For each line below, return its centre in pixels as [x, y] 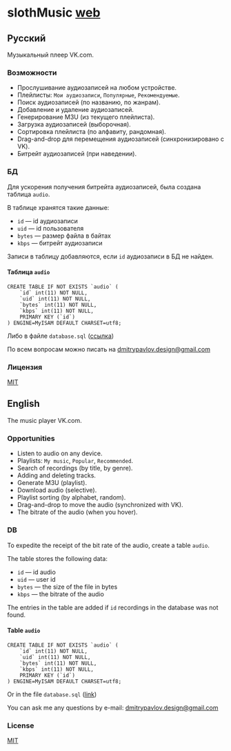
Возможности [32, 73]
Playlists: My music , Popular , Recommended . [75, 461]
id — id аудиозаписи [47, 221]
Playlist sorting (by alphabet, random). [71, 497]
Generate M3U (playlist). [52, 483]
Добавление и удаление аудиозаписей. [76, 110]
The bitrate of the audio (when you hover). [77, 512]
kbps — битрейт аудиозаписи [60, 243]
